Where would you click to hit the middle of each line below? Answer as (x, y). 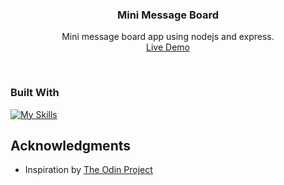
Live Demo (168, 47)
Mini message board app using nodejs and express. (168, 37)
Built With (35, 93)
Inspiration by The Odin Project (88, 170)
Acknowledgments (71, 145)
